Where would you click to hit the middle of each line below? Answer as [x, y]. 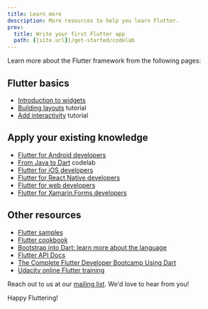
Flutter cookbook [43, 240]
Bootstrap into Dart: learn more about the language [92, 247]
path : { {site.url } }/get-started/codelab [74, 41]
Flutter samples [40, 232]
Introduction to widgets [52, 100]
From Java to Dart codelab [56, 162]
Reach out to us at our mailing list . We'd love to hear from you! [98, 284]
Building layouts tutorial [52, 108]
